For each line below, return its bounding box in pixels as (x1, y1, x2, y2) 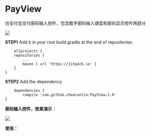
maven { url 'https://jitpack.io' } (22, 61, 97, 67)
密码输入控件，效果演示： (5, 106, 57, 112)
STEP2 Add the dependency (5, 78, 62, 84)
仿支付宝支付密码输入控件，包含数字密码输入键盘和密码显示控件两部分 (5, 20, 146, 26)
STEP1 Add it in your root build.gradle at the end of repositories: (5, 39, 133, 45)
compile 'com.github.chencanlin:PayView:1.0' (22, 92, 117, 97)
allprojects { (14, 48, 42, 53)
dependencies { (14, 88, 45, 93)
